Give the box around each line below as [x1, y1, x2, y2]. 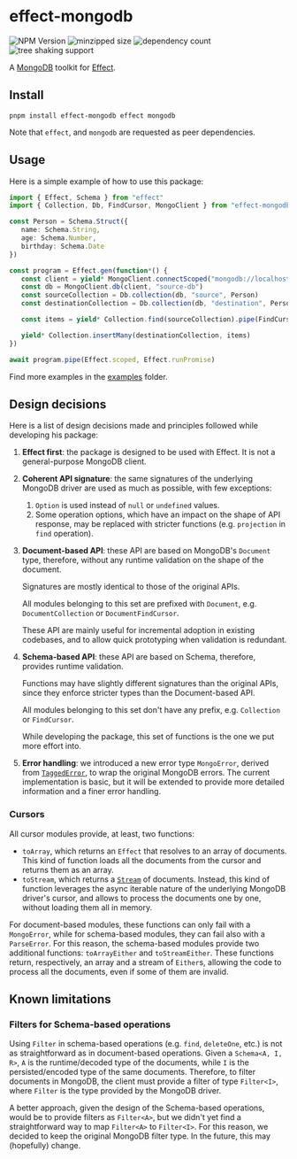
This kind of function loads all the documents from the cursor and [21, 854, 262, 865]
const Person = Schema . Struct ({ [9, 217, 128, 227]
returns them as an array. [21, 864, 114, 875]
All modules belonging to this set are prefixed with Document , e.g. [21, 599, 257, 609]
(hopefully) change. [9, 1140, 81, 1151]
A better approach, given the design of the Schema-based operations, [9, 1102, 265, 1113]
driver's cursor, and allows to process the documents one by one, [21, 892, 262, 903]
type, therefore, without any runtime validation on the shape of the [21, 555, 264, 566]
